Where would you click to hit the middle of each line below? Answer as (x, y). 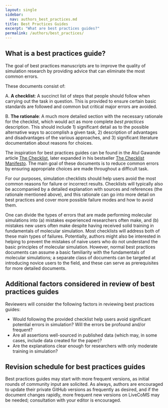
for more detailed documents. (36, 268)
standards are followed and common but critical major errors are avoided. (81, 107)
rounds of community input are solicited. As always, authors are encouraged (84, 384)
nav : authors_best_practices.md (44, 19)
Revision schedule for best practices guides (75, 367)
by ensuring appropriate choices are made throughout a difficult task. (77, 168)
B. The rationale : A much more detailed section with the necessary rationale (84, 116)
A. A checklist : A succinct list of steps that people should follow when (78, 95)
